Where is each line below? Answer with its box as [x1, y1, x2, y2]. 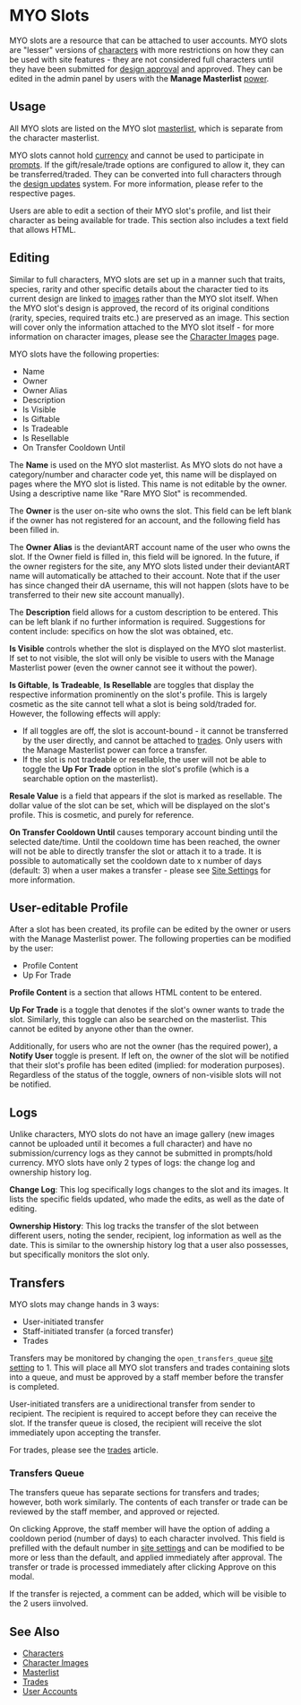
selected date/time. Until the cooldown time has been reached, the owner [9, 836, 280, 847]
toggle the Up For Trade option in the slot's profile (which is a [21, 763, 249, 774]
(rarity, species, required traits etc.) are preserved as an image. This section [9, 312, 289, 323]
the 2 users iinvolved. [9, 1598, 89, 1609]
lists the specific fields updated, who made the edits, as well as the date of [9, 1193, 285, 1205]
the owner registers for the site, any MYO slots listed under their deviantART [9, 561, 291, 572]
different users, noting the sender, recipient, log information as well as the [9, 1230, 282, 1241]
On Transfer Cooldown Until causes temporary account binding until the [9, 826, 278, 838]
